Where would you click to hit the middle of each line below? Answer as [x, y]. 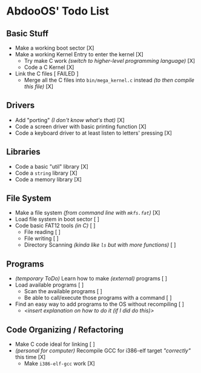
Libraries [23, 152]
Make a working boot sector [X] [54, 48]
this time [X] [30, 357]
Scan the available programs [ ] [63, 291]
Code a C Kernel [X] [49, 67]
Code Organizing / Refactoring [65, 330]
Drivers [21, 105]
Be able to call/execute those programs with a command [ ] [98, 298]
